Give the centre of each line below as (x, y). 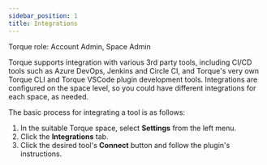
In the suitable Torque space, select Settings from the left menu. (128, 128)
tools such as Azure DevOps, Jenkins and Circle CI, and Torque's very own (134, 70)
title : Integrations (43, 23)
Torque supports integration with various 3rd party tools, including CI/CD (130, 62)
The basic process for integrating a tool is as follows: (97, 112)
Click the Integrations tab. (64, 136)
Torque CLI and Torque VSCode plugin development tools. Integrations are (133, 79)
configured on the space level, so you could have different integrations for (132, 88)
